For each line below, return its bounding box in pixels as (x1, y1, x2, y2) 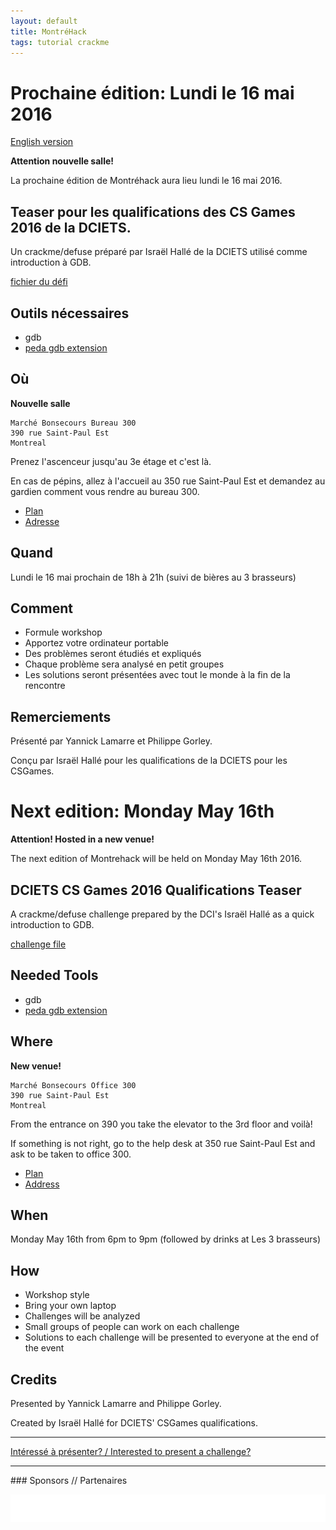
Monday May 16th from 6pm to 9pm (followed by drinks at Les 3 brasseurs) (10, 1233, 322, 1245)
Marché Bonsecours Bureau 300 (10, 418, 137, 428)
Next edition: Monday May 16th (10, 800, 275, 823)
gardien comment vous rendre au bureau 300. (10, 485, 200, 497)
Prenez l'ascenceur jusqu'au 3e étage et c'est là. (10, 455, 212, 467)
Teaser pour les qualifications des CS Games (10, 203, 296, 220)
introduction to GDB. (10, 918, 95, 930)
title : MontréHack (10, 26, 87, 37)
